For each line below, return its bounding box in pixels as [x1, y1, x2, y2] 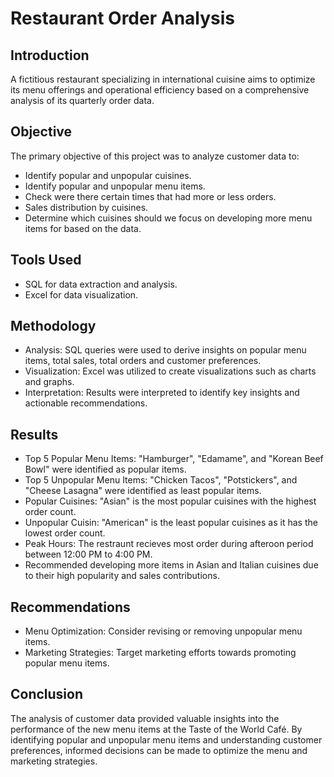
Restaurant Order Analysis [10, 7, 236, 30]
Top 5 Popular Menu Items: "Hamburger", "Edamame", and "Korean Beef [24, 453, 324, 465]
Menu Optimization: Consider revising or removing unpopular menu [24, 625, 303, 637]
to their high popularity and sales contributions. [24, 570, 220, 582]
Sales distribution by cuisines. [24, 201, 149, 213]
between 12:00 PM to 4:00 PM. [24, 548, 153, 561]
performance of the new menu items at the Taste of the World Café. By [10, 723, 303, 735]
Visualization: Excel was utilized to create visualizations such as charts [24, 365, 317, 377]
